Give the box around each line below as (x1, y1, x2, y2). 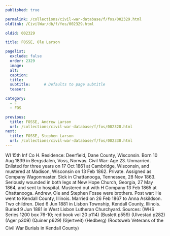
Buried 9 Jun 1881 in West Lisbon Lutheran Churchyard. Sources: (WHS (5, 206, 155, 212)
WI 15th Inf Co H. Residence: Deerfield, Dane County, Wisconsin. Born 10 (5, 152, 158, 158)
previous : (5, 114, 26, 120)
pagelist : (5, 49, 26, 54)
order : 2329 (10, 58, 36, 64)
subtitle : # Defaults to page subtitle (10, 82, 106, 87)
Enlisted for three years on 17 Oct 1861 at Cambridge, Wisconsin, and (5, 163, 150, 169)
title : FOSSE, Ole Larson (5, 40, 60, 45)
